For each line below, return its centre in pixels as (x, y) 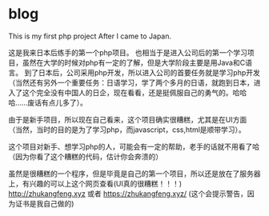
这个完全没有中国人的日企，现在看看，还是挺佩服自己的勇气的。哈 (131, 92)
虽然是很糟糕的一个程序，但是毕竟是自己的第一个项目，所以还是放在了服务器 (134, 174)
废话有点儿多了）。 (58, 102)
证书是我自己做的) (44, 203)
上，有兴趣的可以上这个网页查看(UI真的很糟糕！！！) (95, 183)
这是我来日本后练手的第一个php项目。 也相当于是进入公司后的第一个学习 (128, 52)
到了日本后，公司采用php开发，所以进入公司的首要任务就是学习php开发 (142, 72)
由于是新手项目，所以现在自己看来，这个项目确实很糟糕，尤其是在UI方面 (128, 119)
